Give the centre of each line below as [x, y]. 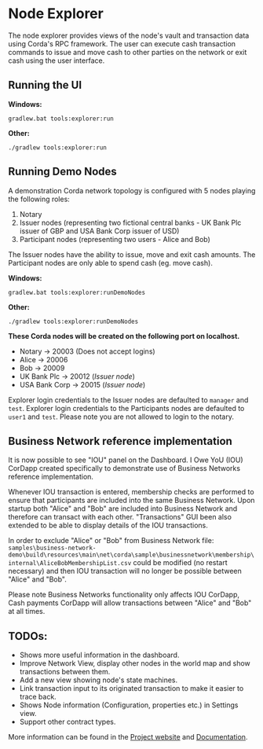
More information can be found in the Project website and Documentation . [128, 737]
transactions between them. [65, 672]
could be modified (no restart [180, 563]
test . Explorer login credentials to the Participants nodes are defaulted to [126, 408]
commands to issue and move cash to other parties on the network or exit [128, 52]
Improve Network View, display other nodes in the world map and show [135, 663]
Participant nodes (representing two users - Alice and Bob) [115, 239]
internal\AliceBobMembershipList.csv [70, 564]
